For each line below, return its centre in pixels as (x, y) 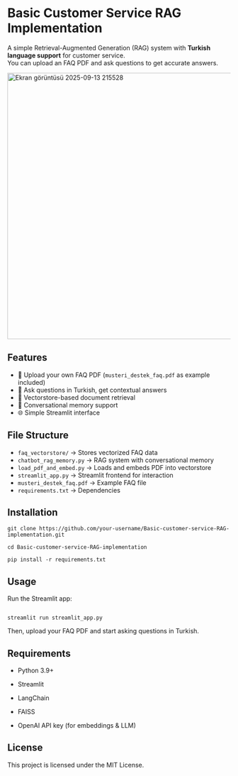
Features (27, 357)
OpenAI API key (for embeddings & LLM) (77, 725)
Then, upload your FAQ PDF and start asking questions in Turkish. (103, 631)
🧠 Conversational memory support (68, 405)
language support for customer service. (66, 55)
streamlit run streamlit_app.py (55, 618)
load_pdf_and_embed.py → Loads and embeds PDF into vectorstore (114, 467)
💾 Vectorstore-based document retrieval (76, 397)
